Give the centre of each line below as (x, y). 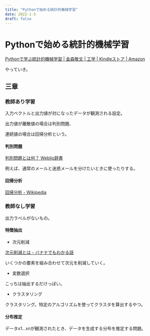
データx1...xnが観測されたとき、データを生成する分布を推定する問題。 (75, 329)
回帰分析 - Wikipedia (26, 192)
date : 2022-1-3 (21, 14)
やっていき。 (18, 70)
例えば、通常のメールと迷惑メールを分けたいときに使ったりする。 (71, 168)
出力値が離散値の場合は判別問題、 (39, 124)
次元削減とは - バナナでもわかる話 (40, 252)
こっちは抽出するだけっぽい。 (35, 284)
